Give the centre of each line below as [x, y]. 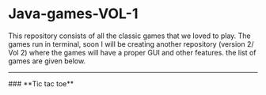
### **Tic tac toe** [41, 83]
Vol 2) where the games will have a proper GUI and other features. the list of [132, 52]
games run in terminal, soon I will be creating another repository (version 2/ [131, 44]
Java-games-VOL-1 [73, 14]
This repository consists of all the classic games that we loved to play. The [129, 36]
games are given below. [47, 61]
